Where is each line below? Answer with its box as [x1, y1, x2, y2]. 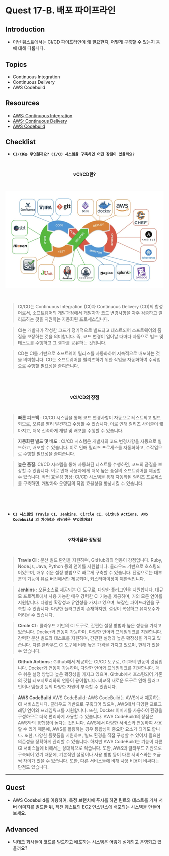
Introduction [5, 25, 45, 33]
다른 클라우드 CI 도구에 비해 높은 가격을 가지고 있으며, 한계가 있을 [32, 641, 160, 648]
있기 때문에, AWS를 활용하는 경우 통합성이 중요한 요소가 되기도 [28, 726, 151, 732]
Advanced [5, 825, 39, 833]
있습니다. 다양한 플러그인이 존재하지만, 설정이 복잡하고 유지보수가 [32, 605, 160, 611]
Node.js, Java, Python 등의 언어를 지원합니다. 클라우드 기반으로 [17, 563, 144, 569]
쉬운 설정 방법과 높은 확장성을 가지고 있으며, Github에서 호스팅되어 [23, 671, 153, 677]
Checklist [5, 138, 36, 146]
